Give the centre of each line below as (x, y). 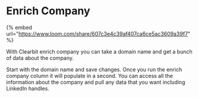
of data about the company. (40, 58)
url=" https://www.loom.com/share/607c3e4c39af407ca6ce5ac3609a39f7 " (98, 33)
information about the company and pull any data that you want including (96, 82)
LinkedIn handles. (28, 88)
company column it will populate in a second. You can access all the (90, 76)
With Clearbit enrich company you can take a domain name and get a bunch (99, 51)
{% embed (19, 27)
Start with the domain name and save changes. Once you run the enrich (94, 69)
